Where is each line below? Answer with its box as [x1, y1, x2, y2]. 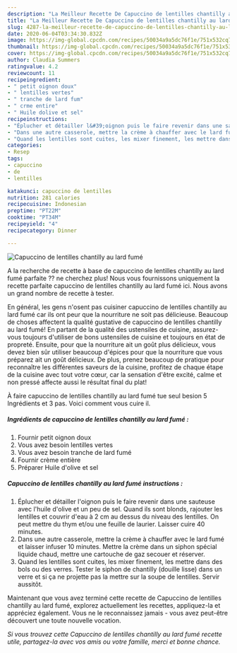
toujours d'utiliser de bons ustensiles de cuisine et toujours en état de [23, 333, 226, 341]
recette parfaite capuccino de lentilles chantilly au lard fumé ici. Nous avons [7, 281, 228, 290]
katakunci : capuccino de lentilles [7, 187, 112, 195]
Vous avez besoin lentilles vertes [17, 440, 114, 449]
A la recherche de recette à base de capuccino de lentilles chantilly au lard [7, 266, 224, 275]
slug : [7, 23, 23, 30]
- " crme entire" [7, 103, 59, 110]
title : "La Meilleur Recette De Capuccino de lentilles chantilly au [7, 17, 217, 24]
